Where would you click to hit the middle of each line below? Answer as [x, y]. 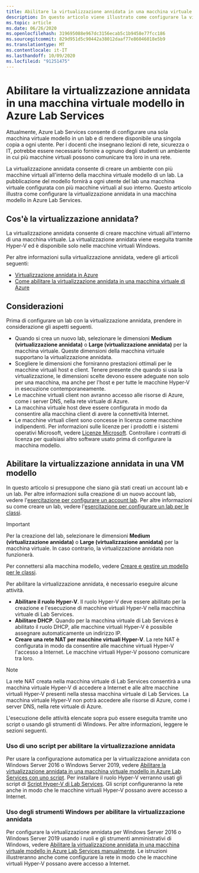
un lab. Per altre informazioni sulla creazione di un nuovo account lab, [91, 494]
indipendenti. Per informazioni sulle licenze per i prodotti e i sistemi [97, 427]
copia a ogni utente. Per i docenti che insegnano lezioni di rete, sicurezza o [98, 145]
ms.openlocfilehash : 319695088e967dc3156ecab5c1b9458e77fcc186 [86, 34]
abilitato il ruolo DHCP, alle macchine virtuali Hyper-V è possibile [94, 626]
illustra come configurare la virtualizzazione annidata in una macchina [91, 194]
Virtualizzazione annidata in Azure [57, 275]
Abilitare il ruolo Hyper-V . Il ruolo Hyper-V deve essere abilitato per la [100, 602]
